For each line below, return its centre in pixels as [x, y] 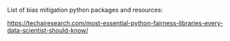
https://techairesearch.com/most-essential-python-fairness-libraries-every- [115, 23]
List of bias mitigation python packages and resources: [85, 10]
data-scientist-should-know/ [48, 30]
